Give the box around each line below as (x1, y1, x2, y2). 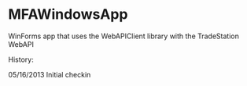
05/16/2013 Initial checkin (8, 70, 91, 79)
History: (8, 55, 34, 64)
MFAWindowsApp (8, 5, 128, 23)
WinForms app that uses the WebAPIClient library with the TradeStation (8, 31, 240, 41)
